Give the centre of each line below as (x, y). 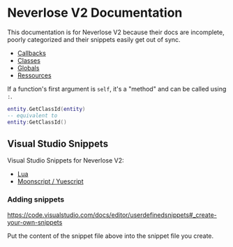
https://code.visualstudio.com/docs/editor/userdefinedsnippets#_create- (112, 215)
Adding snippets (36, 200)
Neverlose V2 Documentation (95, 13)
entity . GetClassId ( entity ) (46, 109)
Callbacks (32, 53)
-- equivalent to (32, 115)
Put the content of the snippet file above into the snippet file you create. (111, 236)
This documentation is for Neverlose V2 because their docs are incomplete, (116, 32)
